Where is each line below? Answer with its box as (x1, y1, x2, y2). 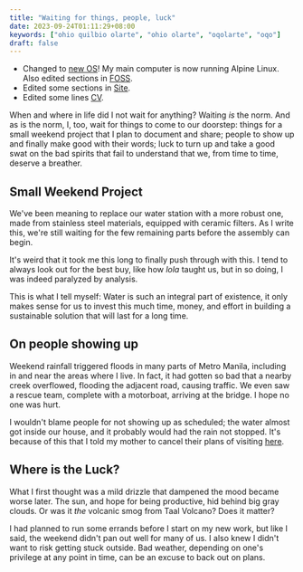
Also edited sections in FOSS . (22, 73, 133, 84)
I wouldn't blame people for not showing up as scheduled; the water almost (9, 416, 290, 427)
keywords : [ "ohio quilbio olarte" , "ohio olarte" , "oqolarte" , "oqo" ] (9, 30, 281, 39)
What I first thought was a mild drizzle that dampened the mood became (9, 486, 279, 497)
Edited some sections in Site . (22, 82, 131, 93)
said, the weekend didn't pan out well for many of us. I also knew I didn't (9, 532, 279, 543)
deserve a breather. (9, 157, 83, 168)
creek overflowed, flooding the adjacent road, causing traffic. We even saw (9, 379, 290, 390)
